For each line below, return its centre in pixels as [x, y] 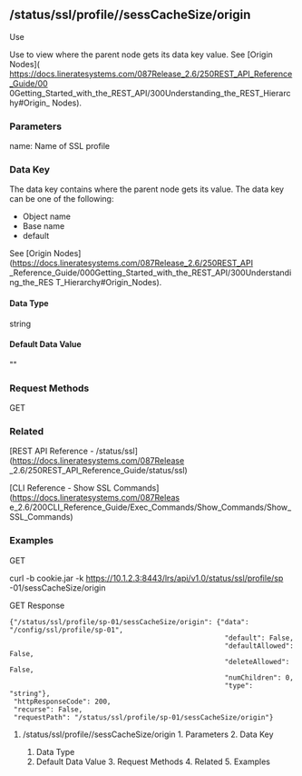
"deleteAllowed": [257, 662]
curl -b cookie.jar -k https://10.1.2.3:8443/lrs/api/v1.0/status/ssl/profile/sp [146, 578]
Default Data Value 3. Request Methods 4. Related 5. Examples [153, 761]
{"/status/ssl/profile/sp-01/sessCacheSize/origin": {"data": [129, 622]
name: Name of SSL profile [60, 146]
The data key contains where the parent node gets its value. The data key [146, 189]
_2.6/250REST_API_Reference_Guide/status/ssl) [98, 471]
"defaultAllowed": [259, 646]
